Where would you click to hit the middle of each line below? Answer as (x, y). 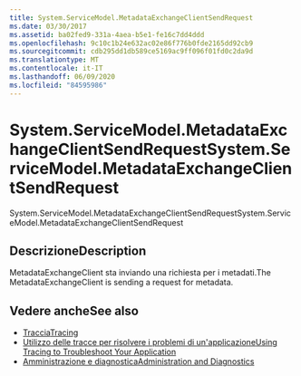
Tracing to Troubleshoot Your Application (99, 352)
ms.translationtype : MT (54, 60)
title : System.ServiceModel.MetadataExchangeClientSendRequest (131, 18)
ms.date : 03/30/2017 (49, 26)
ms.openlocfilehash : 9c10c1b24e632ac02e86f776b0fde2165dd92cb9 (131, 43)
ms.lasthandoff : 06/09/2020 (63, 77)
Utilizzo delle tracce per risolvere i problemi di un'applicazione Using (150, 342)
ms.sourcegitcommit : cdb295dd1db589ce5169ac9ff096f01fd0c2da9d (131, 52)
